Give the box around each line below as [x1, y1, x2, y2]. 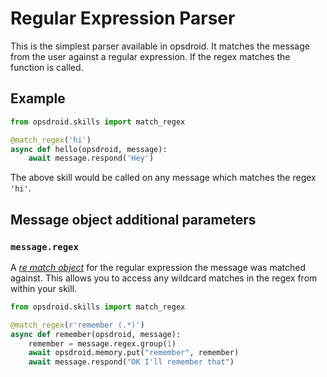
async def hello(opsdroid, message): [10, 144, 168, 154]
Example [10, 90, 66, 107]
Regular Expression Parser [10, 7, 236, 30]
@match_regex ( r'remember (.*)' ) [10, 320, 145, 330]
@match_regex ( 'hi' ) [10, 135, 92, 145]
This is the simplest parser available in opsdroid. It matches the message [10, 40, 310, 52]
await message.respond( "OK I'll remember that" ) [28, 357, 235, 367]
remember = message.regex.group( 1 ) [28, 338, 177, 349]
